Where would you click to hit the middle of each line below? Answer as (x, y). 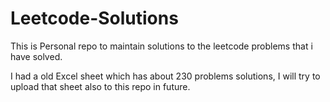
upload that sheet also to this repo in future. (100, 86)
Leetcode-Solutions (94, 18)
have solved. (36, 56)
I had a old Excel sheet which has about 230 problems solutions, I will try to (165, 76)
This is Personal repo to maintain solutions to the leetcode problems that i (161, 46)
